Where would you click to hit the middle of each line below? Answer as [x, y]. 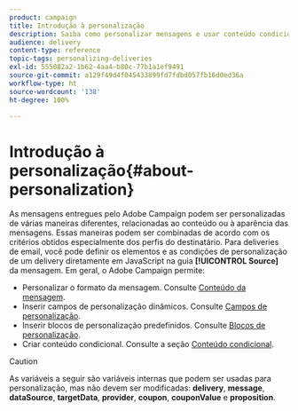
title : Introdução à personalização [77, 26]
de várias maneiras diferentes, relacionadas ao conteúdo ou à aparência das [149, 224]
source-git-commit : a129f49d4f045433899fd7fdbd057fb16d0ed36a [126, 75]
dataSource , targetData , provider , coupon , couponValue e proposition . [143, 398]
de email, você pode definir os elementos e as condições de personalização [149, 252]
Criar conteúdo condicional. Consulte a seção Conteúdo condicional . [148, 344]
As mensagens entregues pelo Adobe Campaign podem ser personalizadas [147, 214]
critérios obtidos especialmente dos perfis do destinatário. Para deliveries [144, 242]
